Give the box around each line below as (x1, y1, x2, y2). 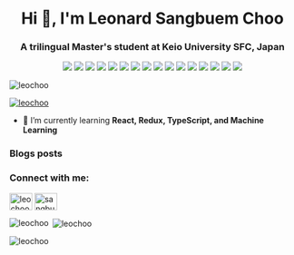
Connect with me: (9, 172, 90, 184)
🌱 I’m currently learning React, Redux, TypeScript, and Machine (22, 115, 265, 126)
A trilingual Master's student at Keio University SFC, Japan (20, 41, 285, 54)
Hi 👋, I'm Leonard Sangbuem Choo (21, 8, 284, 29)
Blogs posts (9, 147, 64, 160)
